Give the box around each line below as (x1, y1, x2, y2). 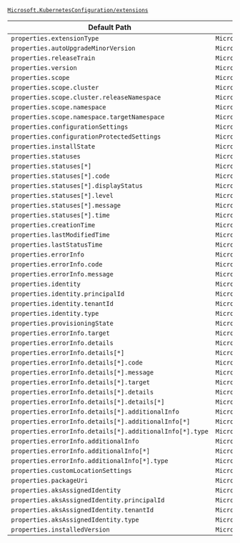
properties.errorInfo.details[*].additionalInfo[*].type (11, 427, 209, 435)
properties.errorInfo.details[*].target (11, 379, 150, 386)
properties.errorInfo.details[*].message (11, 369, 154, 377)
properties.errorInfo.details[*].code (11, 359, 143, 367)
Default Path (88, 22, 132, 32)
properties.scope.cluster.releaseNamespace (11, 94, 161, 101)
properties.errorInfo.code (11, 261, 103, 268)
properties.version (11, 64, 77, 71)
